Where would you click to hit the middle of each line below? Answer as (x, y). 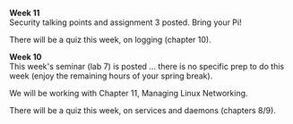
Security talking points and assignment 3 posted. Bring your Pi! (125, 22)
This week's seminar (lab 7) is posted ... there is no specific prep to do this (147, 66)
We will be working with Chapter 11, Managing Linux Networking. (129, 93)
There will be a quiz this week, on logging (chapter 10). (111, 40)
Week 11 (25, 13)
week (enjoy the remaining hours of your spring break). (111, 76)
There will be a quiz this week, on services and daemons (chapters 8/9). (142, 110)
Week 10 (26, 57)
